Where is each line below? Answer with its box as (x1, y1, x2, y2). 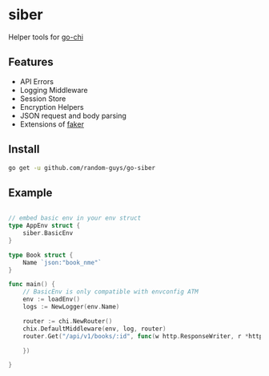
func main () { (8, 281, 56, 289)
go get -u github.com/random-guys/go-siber (8, 164, 156, 172)
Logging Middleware (19, 85, 88, 95)
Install (8, 143, 40, 156)
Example (8, 186, 53, 200)
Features (8, 55, 54, 69)
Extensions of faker (19, 119, 84, 129)
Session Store (19, 94, 66, 103)
